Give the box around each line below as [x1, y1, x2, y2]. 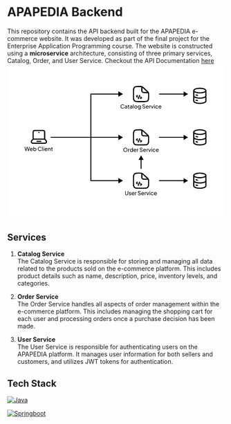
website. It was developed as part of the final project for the [39, 34, 210, 42]
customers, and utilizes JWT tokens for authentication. [17, 358, 174, 366]
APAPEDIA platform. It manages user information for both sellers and [17, 350, 213, 358]
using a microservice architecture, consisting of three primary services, [7, 49, 213, 57]
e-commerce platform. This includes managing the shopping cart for [17, 307, 213, 315]
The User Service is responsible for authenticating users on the [17, 343, 198, 351]
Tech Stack [7, 378, 57, 389]
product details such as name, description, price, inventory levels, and [17, 272, 218, 280]
